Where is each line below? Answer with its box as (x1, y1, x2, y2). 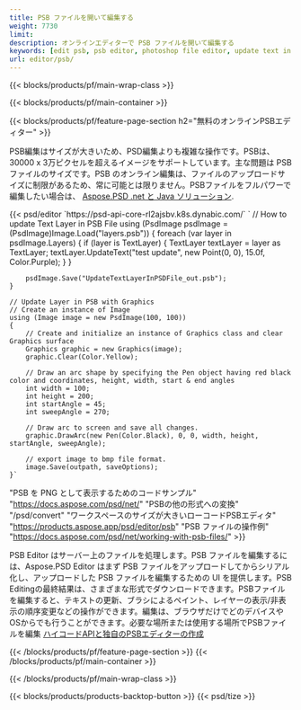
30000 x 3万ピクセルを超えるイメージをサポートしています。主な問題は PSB (9, 157, 292, 167)
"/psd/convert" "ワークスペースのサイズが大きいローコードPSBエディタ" (9, 510, 277, 520)
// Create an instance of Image (9, 306, 130, 315)
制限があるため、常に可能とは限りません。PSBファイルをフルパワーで (32, 180, 292, 190)
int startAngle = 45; (25, 400, 106, 409)
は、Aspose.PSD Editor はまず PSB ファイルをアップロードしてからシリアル (9, 561, 290, 572)
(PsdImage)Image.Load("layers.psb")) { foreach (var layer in (9, 228, 232, 238)
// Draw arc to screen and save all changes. (25, 423, 199, 432)
